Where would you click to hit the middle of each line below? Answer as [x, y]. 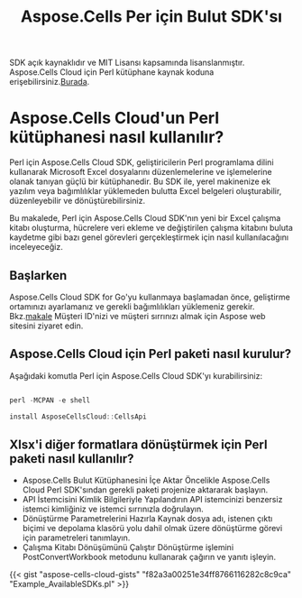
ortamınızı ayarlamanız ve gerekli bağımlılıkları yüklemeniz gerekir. [132, 306]
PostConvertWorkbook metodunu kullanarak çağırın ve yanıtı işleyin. [149, 557]
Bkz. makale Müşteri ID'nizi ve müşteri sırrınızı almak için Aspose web [137, 316]
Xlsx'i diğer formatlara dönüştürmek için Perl [138, 444]
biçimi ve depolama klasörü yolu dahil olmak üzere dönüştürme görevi [152, 529]
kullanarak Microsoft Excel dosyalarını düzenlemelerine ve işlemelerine [141, 172]
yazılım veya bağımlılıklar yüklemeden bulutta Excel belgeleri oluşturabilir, [146, 191]
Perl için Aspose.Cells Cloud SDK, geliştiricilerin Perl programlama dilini [142, 162]
